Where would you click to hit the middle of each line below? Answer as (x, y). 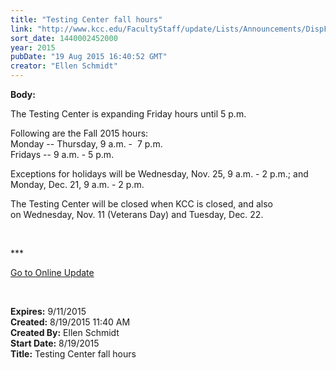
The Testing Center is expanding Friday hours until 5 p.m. (128, 114)
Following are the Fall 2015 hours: (79, 133)
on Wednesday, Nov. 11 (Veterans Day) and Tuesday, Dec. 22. (137, 214)
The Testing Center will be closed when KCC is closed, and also (141, 204)
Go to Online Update (52, 272)
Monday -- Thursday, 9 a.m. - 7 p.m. (86, 144)
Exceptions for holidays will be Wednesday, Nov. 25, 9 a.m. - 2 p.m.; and (159, 174)
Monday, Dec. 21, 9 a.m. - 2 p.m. (77, 184)
